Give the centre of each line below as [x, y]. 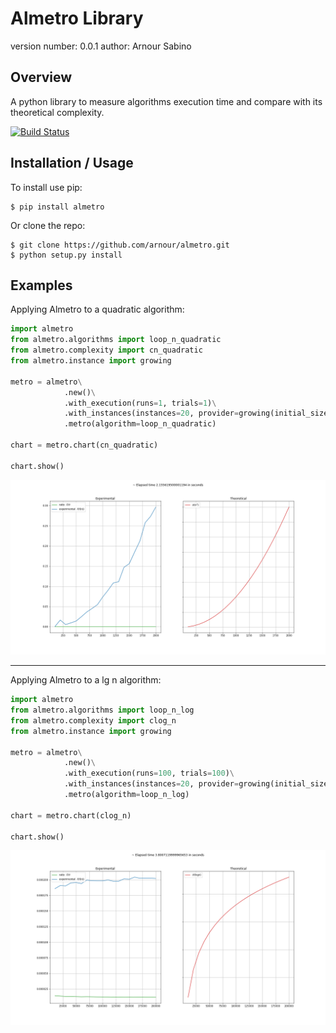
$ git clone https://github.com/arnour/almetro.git [120, 245]
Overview [41, 77]
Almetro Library [77, 18]
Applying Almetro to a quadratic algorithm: [97, 309]
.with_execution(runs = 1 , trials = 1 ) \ [140, 403]
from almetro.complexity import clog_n [93, 720]
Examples [41, 285]
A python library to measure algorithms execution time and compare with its [166, 101]
